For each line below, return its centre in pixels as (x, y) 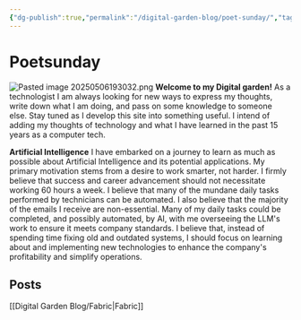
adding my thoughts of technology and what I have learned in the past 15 (144, 125)
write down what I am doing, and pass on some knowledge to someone (141, 106)
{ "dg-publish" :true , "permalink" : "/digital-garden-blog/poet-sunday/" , (144, 17)
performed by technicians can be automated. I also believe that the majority (149, 199)
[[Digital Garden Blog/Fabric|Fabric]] (77, 307)
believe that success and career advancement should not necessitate (138, 180)
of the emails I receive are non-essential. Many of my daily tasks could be (146, 209)
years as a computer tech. (57, 134)
